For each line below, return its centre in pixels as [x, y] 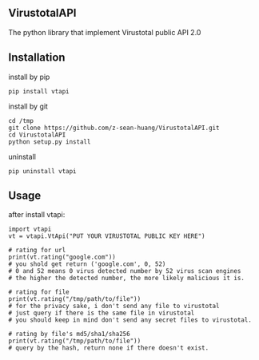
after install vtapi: [37, 215]
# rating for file [39, 292]
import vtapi [30, 229]
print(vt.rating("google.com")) [62, 257]
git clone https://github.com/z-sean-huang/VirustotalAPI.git [114, 128]
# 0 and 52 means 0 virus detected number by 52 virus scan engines [125, 271]
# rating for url [37, 251]
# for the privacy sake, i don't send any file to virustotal [114, 307]
